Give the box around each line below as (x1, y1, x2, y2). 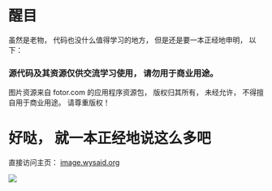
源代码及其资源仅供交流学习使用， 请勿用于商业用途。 (8, 67, 218, 79)
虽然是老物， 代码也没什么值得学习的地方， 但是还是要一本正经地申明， (8, 35, 248, 45)
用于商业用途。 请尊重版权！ (15, 98, 110, 107)
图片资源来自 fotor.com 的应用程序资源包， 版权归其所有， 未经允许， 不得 (8, 88, 257, 98)
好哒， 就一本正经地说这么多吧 (8, 129, 211, 148)
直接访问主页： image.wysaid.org (8, 158, 120, 167)
